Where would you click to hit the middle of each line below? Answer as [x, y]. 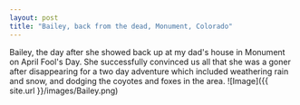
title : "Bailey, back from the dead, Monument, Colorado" [121, 26]
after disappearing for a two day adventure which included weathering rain [149, 71]
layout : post [34, 18]
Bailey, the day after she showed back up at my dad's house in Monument [147, 52]
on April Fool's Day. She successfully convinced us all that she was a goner [150, 62]
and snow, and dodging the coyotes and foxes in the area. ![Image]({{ [139, 81]
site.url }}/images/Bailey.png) [64, 91]
